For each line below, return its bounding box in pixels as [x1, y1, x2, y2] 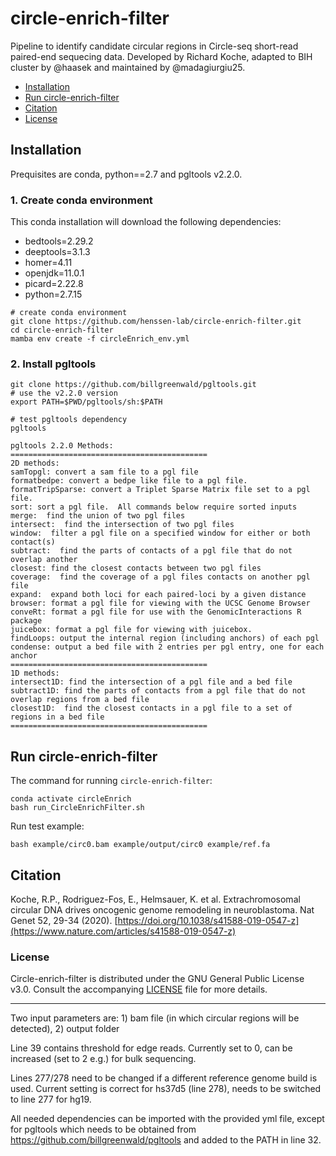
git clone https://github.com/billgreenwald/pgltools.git [10, 380, 257, 390]
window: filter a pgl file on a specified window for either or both [10, 528, 311, 539]
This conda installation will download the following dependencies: [10, 216, 282, 228]
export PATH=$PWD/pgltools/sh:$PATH [10, 397, 163, 407]
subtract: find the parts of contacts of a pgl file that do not [10, 546, 293, 556]
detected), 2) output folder [10, 1023, 120, 1035]
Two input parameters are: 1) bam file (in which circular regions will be [10, 1012, 300, 1024]
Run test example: [10, 820, 85, 832]
